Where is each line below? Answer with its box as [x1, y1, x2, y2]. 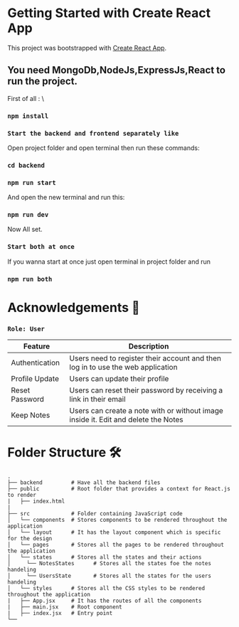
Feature [23, 341, 51, 351]
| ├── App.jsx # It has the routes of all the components [7, 597, 202, 605]
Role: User [7, 325, 45, 333]
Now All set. [7, 225, 43, 234]
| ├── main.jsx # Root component [7, 604, 122, 611]
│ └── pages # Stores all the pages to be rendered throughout [7, 542, 224, 549]
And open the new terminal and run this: [7, 193, 125, 202]
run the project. [7, 75, 78, 87]
